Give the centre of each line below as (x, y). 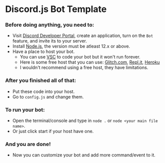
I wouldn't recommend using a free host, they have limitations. (84, 67)
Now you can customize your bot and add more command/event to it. (84, 155)
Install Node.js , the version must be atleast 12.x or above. (71, 46)
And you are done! (28, 144)
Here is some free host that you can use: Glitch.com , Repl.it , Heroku (90, 62)
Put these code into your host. (43, 91)
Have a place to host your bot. (43, 51)
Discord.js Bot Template (56, 9)
